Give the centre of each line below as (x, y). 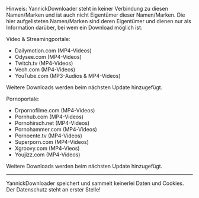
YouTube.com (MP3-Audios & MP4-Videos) (68, 76)
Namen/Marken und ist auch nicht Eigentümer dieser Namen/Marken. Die (96, 15)
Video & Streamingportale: (38, 39)
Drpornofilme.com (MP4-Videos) (55, 110)
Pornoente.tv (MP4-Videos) (49, 136)
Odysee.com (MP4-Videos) (48, 57)
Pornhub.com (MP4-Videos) (49, 117)
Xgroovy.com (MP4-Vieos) (47, 148)
